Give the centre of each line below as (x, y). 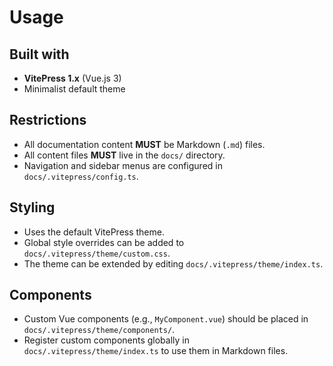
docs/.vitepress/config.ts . (81, 176)
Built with (39, 54)
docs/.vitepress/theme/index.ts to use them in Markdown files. (156, 351)
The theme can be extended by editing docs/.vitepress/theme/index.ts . (173, 263)
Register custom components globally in (107, 340)
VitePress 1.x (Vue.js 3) (72, 78)
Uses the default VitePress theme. (94, 232)
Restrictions (48, 120)
